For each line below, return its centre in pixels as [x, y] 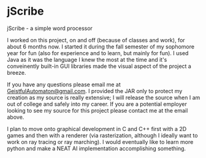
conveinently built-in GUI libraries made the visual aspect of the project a [99, 66]
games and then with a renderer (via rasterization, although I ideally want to [102, 135]
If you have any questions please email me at [64, 85]
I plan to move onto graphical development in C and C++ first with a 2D [97, 129]
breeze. [17, 72]
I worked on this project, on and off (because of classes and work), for [96, 40]
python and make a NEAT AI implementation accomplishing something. [97, 148]
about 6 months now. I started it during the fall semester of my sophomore [101, 47]
